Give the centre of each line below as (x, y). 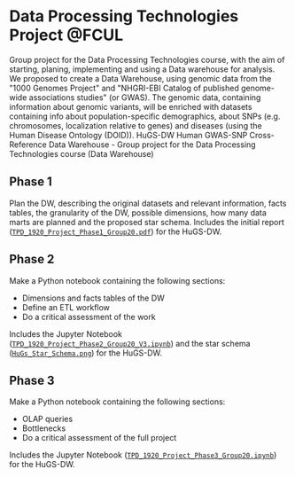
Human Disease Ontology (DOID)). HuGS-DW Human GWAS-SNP (128, 135)
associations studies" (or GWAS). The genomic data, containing (145, 97)
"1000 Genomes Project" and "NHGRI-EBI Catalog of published (124, 88)
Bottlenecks (44, 428)
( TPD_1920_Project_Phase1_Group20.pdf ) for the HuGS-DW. (116, 231)
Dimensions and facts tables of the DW (93, 298)
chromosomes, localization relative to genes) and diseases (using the (136, 125)
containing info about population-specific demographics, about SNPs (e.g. (145, 116)
